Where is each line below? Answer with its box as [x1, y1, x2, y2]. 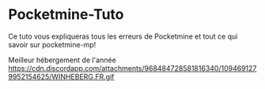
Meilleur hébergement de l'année [8, 55, 116, 65]
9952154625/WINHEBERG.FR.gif [8, 72, 115, 81]
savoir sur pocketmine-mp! [8, 39, 97, 49]
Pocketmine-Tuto [8, 6, 124, 24]
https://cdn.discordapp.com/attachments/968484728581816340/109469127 [8, 63, 257, 72]
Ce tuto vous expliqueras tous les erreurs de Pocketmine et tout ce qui [8, 32, 238, 41]
